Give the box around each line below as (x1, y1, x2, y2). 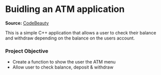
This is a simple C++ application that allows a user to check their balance (5, 29, 156, 35)
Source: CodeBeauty (5, 20, 49, 26)
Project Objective (5, 47, 49, 54)
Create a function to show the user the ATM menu (12, 59, 116, 65)
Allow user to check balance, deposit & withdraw (12, 64, 114, 70)
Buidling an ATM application (5, 3, 125, 15)
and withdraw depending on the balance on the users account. (5, 35, 135, 41)
